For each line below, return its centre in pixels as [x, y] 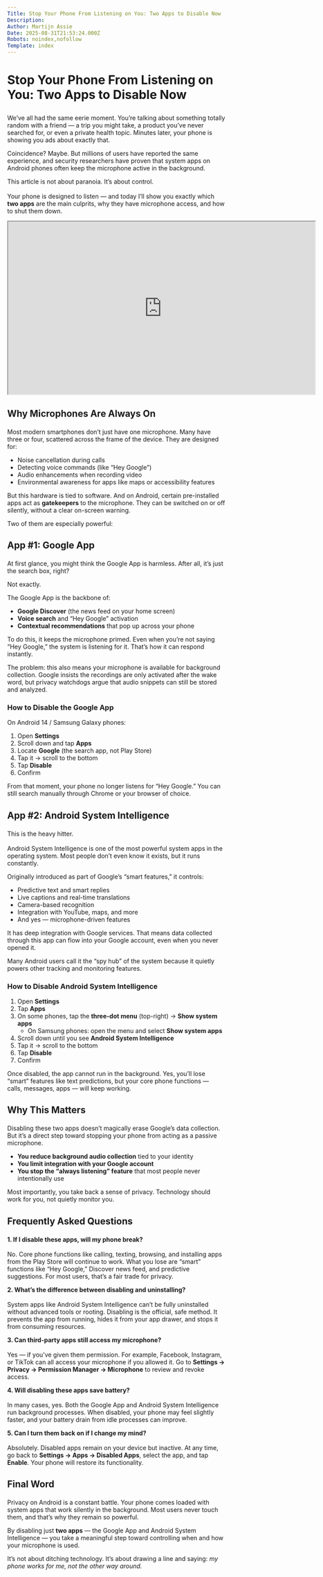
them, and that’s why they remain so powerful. [73, 1517]
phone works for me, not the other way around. [75, 1566]
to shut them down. [35, 211]
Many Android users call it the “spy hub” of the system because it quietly [111, 961]
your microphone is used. [44, 1545]
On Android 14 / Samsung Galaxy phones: [67, 723]
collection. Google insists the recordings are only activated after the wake [112, 675]
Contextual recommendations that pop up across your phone [106, 626]
